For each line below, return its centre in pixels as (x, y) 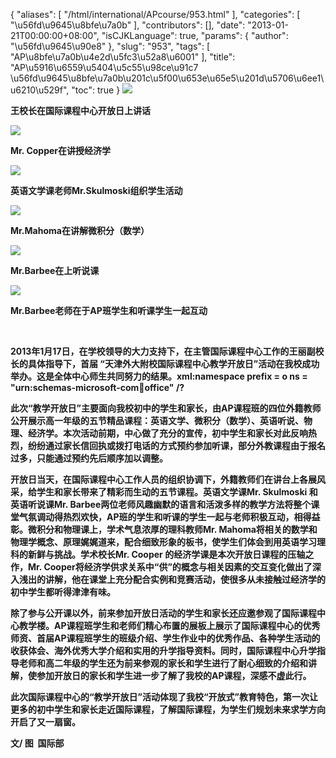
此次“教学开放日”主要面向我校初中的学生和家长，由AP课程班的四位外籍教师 (166, 408)
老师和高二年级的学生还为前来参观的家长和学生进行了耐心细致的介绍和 (163, 663)
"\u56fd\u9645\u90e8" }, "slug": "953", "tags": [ (110, 46)
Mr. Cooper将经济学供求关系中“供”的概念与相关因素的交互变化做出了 (170, 567)
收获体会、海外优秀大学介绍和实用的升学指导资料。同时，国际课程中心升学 (163, 650)
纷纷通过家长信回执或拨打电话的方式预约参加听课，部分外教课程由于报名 (176, 445)
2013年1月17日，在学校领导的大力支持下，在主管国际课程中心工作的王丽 (158, 351)
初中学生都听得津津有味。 (63, 592)
